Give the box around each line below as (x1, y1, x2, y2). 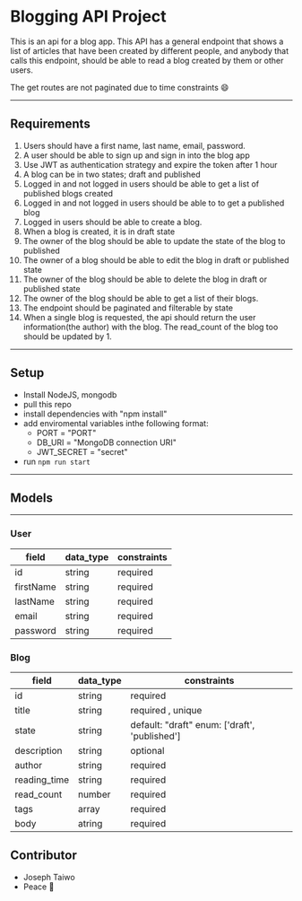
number (77, 788, 111, 800)
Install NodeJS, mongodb (22, 389, 117, 400)
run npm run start (22, 456, 91, 467)
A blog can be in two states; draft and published (22, 169, 201, 179)
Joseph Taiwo (22, 871, 75, 882)
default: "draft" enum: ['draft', (130, 718, 255, 730)
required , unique (130, 704, 203, 716)
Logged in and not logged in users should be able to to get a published (22, 197, 285, 208)
